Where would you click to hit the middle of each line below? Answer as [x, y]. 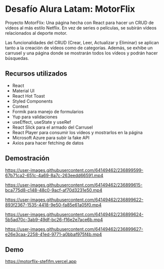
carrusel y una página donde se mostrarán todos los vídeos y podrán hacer [82, 53]
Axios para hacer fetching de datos [48, 143]
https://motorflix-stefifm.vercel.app [41, 262]
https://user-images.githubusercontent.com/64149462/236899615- [74, 185]
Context [20, 106]
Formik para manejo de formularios [48, 111]
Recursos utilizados [36, 74]
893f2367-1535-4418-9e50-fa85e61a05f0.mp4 [53, 205]
